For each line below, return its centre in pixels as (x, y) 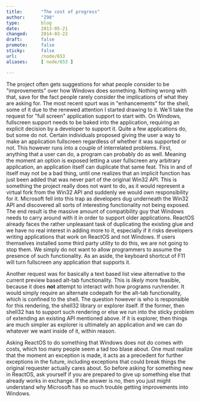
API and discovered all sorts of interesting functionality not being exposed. (98, 205)
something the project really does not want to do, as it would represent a (96, 185)
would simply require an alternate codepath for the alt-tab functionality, (94, 293)
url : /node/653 (36, 56)
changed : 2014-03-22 (37, 34)
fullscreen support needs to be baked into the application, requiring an (93, 122)
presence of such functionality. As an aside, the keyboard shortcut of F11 (96, 255)
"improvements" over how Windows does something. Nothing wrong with (96, 90)
